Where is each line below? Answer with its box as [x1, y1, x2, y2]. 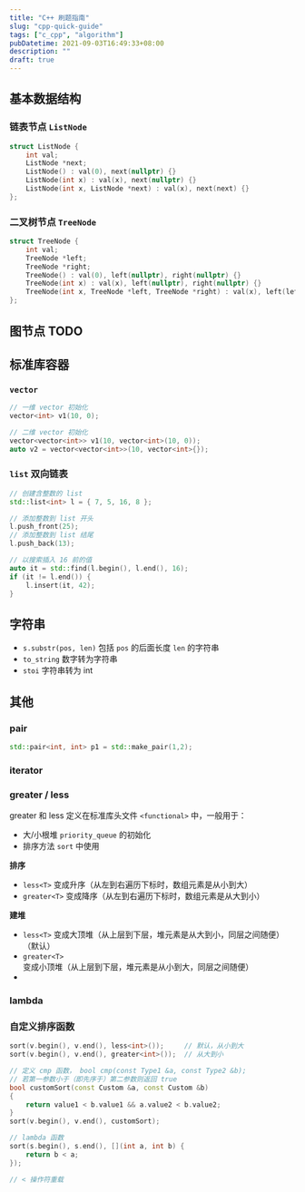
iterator [9, 764, 44, 777]
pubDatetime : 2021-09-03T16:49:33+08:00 [9, 38, 165, 48]
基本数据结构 [9, 92, 82, 107]
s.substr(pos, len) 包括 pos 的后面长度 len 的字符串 [22, 642, 220, 653]
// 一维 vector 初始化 [9, 403, 89, 413]
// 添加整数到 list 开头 [9, 513, 93, 523]
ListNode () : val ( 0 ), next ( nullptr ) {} [25, 167, 177, 177]
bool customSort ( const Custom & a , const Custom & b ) [9, 1083, 209, 1092]
